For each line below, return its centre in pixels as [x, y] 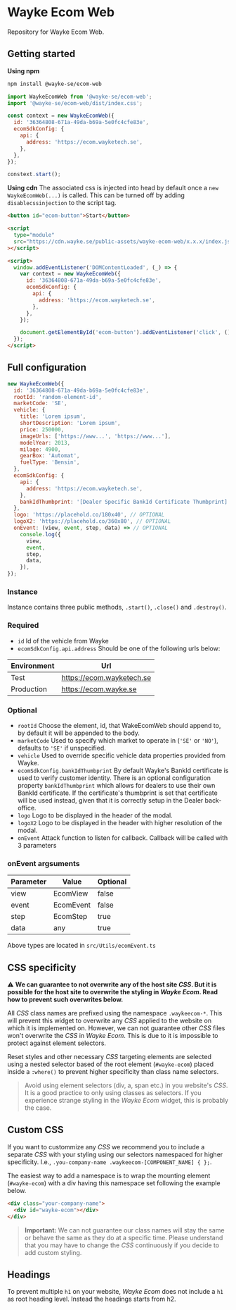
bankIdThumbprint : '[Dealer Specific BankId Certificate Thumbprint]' [125, 502]
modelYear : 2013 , [45, 443]
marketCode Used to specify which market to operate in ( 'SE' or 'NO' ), [118, 740]
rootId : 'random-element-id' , [58, 397]
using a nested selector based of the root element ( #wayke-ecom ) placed [111, 1064]
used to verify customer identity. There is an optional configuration [114, 778]
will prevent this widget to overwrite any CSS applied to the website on [110, 1021]
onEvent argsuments [44, 863]
